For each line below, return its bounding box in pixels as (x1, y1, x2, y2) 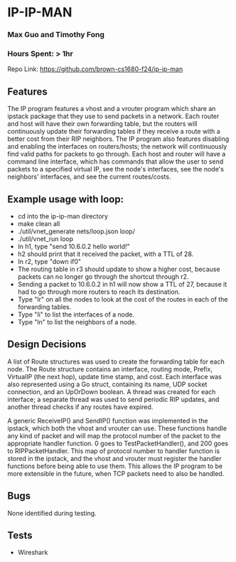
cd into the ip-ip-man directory (17, 212, 109, 221)
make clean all (17, 220, 60, 228)
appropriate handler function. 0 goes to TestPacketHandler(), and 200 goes (7, 439, 229, 447)
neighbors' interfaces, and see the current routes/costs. (7, 172, 171, 181)
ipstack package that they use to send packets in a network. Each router (7, 112, 220, 121)
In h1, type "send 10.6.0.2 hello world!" (17, 243, 130, 251)
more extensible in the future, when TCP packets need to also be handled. (7, 469, 225, 477)
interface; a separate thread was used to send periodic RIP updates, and (7, 395, 220, 403)
